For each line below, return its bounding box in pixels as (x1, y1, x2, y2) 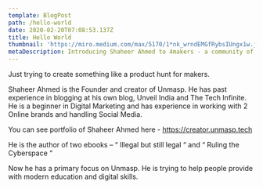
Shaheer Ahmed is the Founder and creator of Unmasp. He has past (8, 85, 227, 94)
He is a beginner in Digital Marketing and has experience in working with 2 (8, 101, 248, 111)
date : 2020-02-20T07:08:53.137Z (8, 26, 113, 34)
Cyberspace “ (8, 148, 53, 158)
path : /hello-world (8, 19, 72, 27)
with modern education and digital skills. (8, 172, 139, 181)
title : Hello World (8, 33, 72, 42)
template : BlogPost (8, 11, 72, 20)
